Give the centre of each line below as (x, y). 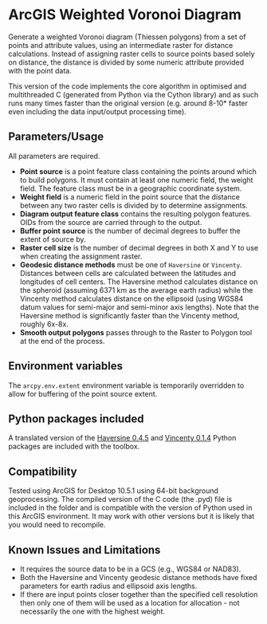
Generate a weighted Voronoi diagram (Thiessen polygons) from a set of (127, 37)
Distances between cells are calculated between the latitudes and (128, 273)
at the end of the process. (62, 341)
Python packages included (77, 419)
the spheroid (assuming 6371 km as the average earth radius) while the (136, 290)
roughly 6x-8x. (44, 324)
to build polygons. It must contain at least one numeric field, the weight (136, 180)
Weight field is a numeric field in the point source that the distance (130, 196)
